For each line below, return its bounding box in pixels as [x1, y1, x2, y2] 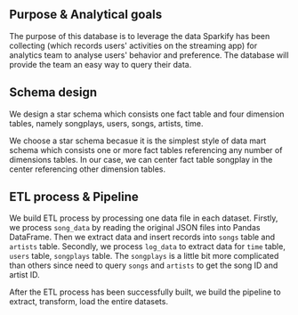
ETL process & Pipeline [9, 190, 140, 205]
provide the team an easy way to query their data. [9, 59, 192, 69]
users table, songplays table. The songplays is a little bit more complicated [9, 251, 279, 262]
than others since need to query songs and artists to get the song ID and [9, 260, 278, 271]
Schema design [9, 85, 98, 101]
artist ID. [9, 270, 40, 280]
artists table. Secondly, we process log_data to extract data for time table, [9, 241, 286, 252]
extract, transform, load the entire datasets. [9, 296, 169, 307]
